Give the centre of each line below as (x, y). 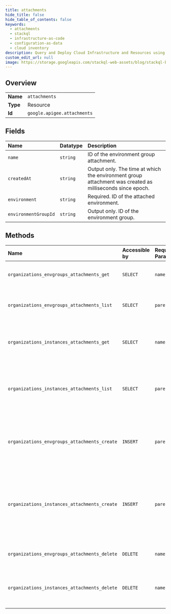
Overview (21, 83)
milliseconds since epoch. (119, 188)
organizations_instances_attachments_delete (63, 588)
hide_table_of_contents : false (38, 19)
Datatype (71, 145)
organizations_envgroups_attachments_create (63, 441)
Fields (15, 131)
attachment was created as (120, 182)
